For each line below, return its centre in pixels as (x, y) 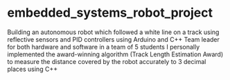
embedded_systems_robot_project (110, 13)
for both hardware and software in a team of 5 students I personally (104, 47)
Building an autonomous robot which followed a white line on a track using (113, 32)
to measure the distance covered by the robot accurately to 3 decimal (107, 61)
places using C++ (32, 69)
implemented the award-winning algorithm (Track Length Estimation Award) (115, 54)
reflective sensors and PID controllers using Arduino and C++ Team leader (113, 39)
